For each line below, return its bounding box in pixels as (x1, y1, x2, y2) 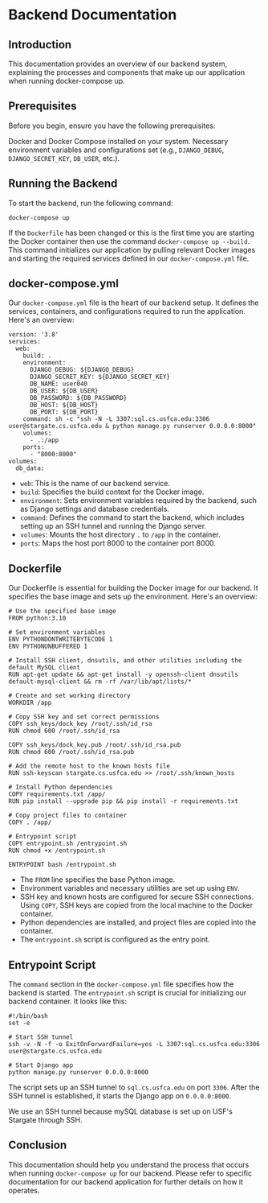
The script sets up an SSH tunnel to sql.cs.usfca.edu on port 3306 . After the (8, 1082, 260, 1092)
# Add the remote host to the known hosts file (8, 762, 171, 770)
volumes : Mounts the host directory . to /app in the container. (19, 529, 221, 540)
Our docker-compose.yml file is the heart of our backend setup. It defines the (8, 298, 259, 307)
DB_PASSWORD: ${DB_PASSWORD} (29, 394, 128, 402)
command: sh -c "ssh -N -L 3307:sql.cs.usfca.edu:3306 (22, 415, 210, 423)
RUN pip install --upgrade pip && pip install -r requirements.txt (8, 797, 239, 805)
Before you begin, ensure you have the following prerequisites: (8, 121, 216, 130)
